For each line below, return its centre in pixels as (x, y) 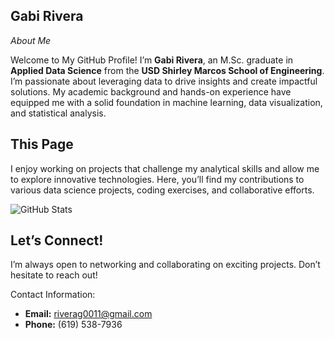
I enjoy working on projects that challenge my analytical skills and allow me (165, 168)
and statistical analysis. (58, 113)
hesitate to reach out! (54, 275)
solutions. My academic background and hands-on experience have (151, 91)
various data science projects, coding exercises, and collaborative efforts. (162, 190)
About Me (31, 40)
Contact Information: (53, 295)
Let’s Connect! (57, 240)
